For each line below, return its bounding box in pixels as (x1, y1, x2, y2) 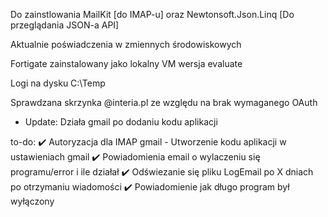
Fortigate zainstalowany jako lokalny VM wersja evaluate (10, 58, 243, 69)
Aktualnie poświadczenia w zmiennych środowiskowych (10, 39, 242, 50)
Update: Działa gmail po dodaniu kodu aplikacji (24, 116, 218, 128)
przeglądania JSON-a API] (10, 19, 120, 31)
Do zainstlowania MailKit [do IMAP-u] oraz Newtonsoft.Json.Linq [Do (10, 9, 295, 20)
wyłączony (10, 195, 55, 207)
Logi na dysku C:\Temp (10, 77, 106, 89)
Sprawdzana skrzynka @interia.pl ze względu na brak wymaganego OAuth (10, 97, 318, 108)
